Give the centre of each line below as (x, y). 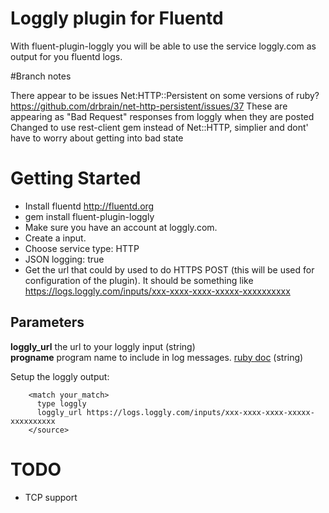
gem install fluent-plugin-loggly (89, 216)
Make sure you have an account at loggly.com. (121, 227)
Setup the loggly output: (60, 376)
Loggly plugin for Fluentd (117, 18)
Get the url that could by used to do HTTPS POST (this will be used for (169, 269)
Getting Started (76, 178)
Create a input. (55, 238)
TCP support (51, 497)
